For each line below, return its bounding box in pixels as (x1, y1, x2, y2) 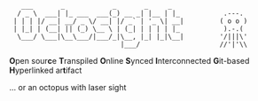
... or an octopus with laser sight (9, 82, 127, 92)
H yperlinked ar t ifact (9, 65, 82, 75)
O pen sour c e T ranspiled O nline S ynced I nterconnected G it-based (9, 56, 250, 66)
